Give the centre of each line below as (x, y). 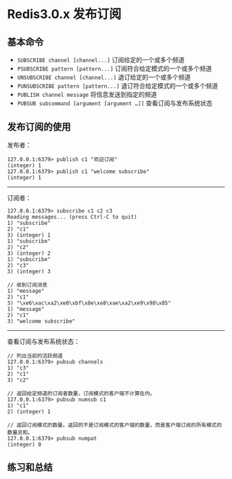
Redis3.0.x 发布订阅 (64, 14)
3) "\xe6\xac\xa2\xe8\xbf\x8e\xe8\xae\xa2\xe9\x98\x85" (89, 303)
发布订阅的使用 (39, 127)
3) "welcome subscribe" (41, 321)
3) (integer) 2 (29, 253)
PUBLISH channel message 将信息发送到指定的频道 (87, 94)
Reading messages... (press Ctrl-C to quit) (72, 217)
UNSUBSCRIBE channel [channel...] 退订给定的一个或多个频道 (104, 77)
